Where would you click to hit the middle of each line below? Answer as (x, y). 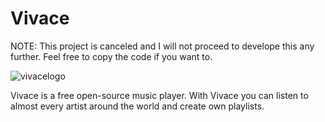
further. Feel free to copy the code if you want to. (111, 56)
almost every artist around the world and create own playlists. (137, 106)
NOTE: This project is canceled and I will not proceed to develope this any (162, 46)
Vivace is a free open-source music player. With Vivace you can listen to (159, 95)
